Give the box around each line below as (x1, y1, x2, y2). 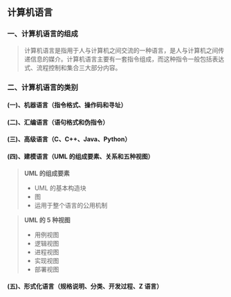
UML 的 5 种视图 (24, 215, 71, 224)
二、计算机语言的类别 (7, 82, 78, 92)
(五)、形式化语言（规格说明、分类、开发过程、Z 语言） (7, 282, 163, 291)
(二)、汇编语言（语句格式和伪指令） (7, 118, 109, 126)
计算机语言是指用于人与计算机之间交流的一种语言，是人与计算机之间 (24, 46, 219, 54)
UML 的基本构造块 (34, 183, 86, 192)
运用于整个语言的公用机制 (34, 201, 108, 209)
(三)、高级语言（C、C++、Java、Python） (7, 135, 131, 143)
